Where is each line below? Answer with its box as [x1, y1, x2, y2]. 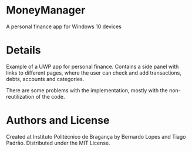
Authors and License [6, 114, 110, 127]
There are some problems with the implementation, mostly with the [6, 86, 169, 94]
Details [6, 43, 41, 57]
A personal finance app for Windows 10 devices [6, 23, 122, 30]
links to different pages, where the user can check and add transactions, [6, 69, 182, 76]
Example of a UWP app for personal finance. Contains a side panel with [6, 63, 179, 70]
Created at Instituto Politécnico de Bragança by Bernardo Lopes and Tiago [6, 133, 186, 140]
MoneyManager [6, 4, 86, 17]
